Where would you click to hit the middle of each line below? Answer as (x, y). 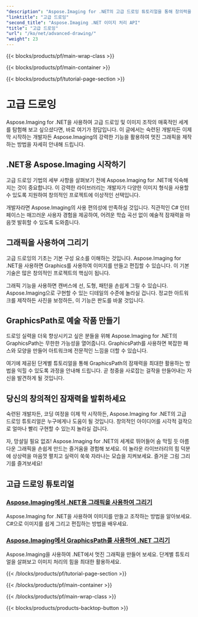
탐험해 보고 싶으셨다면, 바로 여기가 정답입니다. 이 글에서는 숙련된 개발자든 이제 (102, 129)
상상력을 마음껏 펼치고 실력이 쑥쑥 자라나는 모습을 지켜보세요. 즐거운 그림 (96, 456)
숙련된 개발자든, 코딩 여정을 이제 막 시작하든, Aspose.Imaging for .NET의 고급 (96, 414)
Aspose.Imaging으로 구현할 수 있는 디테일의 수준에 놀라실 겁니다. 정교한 (90, 293)
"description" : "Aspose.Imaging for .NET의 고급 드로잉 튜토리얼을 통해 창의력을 (99, 12)
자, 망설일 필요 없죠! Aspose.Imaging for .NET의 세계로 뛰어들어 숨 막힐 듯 (92, 441)
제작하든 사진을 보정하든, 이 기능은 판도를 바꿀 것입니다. (81, 300)
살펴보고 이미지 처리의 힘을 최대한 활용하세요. (69, 562)
